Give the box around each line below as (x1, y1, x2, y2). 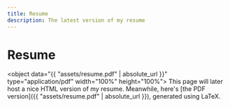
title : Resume (7, 10, 49, 17)
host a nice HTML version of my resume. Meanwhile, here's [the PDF (7, 85, 206, 93)
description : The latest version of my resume (7, 17, 145, 24)
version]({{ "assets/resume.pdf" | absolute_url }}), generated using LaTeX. (7, 92, 221, 101)
